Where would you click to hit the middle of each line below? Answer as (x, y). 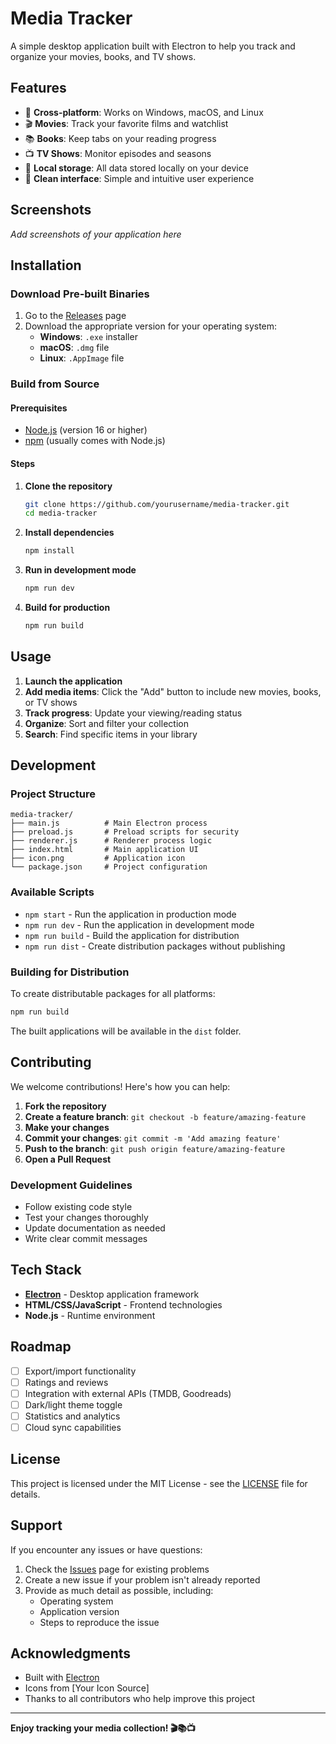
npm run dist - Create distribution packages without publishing (155, 946)
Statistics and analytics (72, 1416)
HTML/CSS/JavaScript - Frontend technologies (123, 1304)
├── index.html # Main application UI (104, 850)
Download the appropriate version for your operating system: (151, 326)
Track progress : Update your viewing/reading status (133, 713)
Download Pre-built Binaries (80, 294)
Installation (46, 265)
